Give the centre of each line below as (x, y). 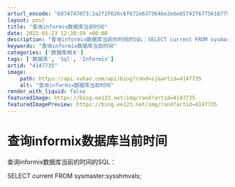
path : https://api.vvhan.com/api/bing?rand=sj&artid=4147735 (111, 78)
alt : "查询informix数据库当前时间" (67, 85)
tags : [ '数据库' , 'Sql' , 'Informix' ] (60, 59)
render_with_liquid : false (47, 91)
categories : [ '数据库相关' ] (45, 53)
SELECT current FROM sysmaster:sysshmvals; (74, 176)
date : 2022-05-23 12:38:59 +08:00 (58, 33)
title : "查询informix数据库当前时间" (57, 27)
